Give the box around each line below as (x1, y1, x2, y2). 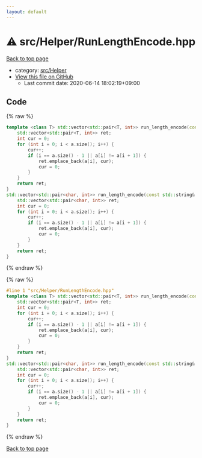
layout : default (6, 8, 47, 15)
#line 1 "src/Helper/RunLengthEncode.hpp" (6, 288, 114, 294)
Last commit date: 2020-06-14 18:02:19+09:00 (23, 79, 140, 86)
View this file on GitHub (14, 73, 74, 80)
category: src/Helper (14, 66, 67, 74)
